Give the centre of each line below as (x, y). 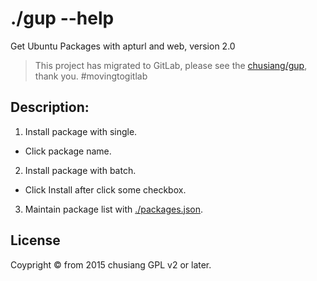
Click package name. (68, 151)
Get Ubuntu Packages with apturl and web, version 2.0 (123, 46)
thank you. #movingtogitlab (91, 76)
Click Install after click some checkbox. (105, 189)
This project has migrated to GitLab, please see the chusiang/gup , (171, 65)
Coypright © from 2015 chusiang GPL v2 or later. (111, 264)
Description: (50, 107)
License (35, 240)
